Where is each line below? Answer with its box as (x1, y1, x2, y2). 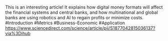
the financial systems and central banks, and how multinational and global (5, 9, 158, 15)
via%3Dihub (5, 31, 31, 36)
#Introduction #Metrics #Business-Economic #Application (5, 20, 125, 26)
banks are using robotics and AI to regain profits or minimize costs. (5, 15, 144, 20)
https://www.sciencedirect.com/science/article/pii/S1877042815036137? (5, 25, 155, 31)
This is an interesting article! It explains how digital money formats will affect (5, 4, 163, 10)
